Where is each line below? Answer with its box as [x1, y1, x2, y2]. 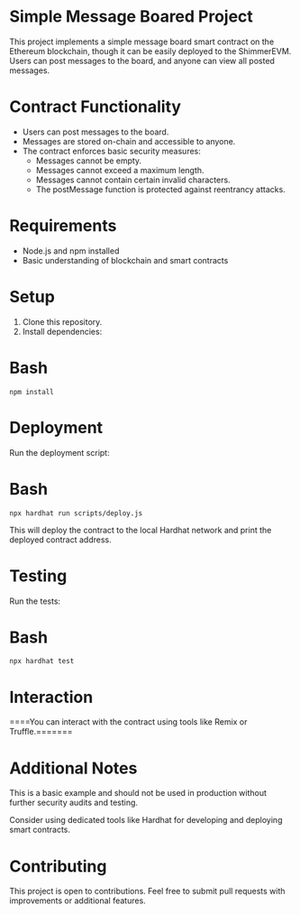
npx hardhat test [9, 657, 75, 666]
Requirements [9, 216, 117, 236]
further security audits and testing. [9, 797, 138, 809]
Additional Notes [9, 758, 138, 778]
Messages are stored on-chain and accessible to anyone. [22, 135, 236, 146]
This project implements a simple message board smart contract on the [9, 36, 275, 47]
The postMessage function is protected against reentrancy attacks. [35, 183, 286, 195]
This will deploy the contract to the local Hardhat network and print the [9, 524, 272, 535]
